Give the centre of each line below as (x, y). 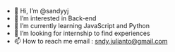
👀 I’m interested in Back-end (55, 18)
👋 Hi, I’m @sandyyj (41, 11)
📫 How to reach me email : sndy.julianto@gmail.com (91, 41)
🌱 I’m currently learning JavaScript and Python (82, 26)
